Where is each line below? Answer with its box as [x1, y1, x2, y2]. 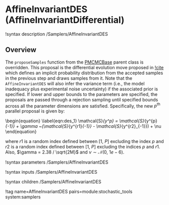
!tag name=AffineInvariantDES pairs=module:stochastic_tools [5, 188, 133, 195]
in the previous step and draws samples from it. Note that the [5, 75, 133, 81]
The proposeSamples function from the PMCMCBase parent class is [5, 59, 144, 65]
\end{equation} [5, 129, 37, 135]
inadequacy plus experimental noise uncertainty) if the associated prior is [5, 86, 158, 92]
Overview [5, 45, 37, 54]
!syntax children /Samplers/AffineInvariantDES [5, 179, 102, 185]
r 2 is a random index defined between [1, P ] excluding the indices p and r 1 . [5, 144, 160, 150]
